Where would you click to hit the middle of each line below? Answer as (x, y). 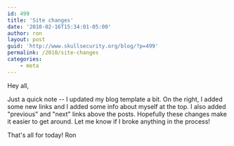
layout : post (26, 40)
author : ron (25, 33)
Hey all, (18, 85)
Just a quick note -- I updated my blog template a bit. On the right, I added (115, 99)
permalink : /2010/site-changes (53, 53)
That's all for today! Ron (42, 135)
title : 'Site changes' (40, 20)
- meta (30, 66)
